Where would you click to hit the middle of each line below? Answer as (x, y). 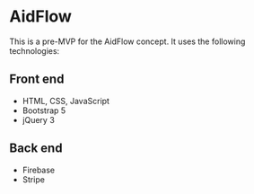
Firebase (39, 170)
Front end (37, 79)
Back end (36, 149)
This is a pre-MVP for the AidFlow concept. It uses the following (127, 41)
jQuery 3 (39, 119)
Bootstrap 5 (44, 110)
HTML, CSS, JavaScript (66, 101)
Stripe (33, 179)
